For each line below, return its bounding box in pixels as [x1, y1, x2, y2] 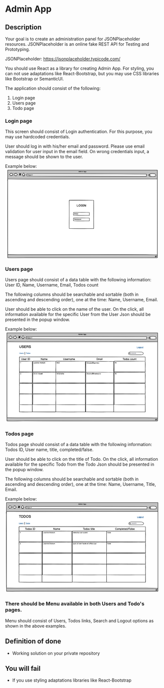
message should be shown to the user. [5, 154, 83, 160]
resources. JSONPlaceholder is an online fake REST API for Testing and [5, 41, 149, 47]
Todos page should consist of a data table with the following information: [5, 442, 152, 448]
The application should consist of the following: [5, 85, 101, 91]
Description [5, 23, 42, 31]
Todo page [12, 106, 34, 111]
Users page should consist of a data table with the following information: [5, 276, 152, 283]
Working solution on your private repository [12, 650, 100, 656]
